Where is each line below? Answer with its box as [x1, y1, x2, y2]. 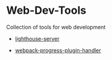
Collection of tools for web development [6, 23, 106, 31]
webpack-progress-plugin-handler [14, 46, 101, 54]
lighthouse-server [14, 35, 60, 42]
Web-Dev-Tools [6, 4, 87, 17]
